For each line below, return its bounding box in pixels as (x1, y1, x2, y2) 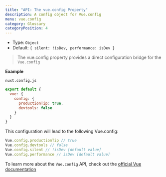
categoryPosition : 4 (5, 26, 48, 31)
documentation (5, 166, 36, 172)
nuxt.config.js (5, 78, 37, 83)
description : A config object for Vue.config (5, 12, 101, 17)
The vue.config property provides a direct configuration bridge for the (17, 54, 162, 60)
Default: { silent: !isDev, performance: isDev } (12, 45, 115, 51)
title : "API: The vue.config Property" (5, 7, 88, 12)
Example (5, 68, 24, 75)
